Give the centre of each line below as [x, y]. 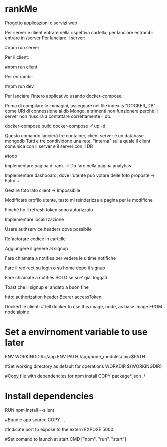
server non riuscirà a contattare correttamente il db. [58, 116]
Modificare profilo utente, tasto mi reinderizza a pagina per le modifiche [79, 200]
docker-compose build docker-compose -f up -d [55, 126]
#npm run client [21, 67]
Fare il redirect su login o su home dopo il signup [55, 268]
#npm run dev [19, 86]
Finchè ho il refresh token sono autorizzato [49, 209]
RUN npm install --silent [30, 410]
